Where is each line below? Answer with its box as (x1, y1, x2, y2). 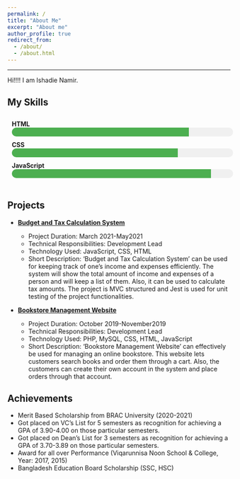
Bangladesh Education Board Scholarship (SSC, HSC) (17, 464, 174, 473)
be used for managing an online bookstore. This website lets (28, 350, 205, 358)
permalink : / (7, 10, 46, 18)
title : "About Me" (7, 17, 62, 24)
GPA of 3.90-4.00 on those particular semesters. (17, 426, 161, 435)
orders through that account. (28, 372, 113, 381)
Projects (7, 200, 45, 212)
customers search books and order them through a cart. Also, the (28, 357, 219, 365)
